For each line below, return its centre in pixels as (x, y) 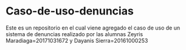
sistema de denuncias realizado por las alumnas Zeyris (74, 34)
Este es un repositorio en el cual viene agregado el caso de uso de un (93, 28)
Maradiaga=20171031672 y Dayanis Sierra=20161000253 (77, 40)
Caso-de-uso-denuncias (70, 11)
